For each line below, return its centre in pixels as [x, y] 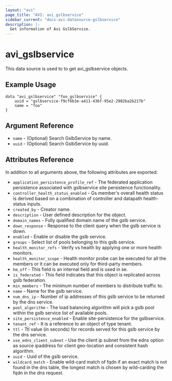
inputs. [34, 204]
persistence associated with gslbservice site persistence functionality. [87, 187]
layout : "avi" [21, 10]
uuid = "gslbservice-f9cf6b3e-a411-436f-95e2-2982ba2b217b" [80, 101]
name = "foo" [28, 106]
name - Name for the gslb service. [48, 291]
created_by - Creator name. [42, 209]
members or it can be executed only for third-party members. [78, 264]
